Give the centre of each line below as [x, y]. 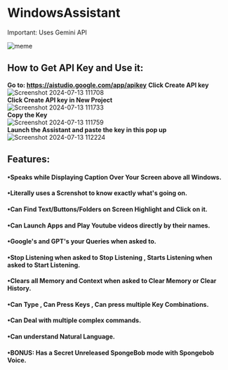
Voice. [17, 360]
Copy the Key [27, 114]
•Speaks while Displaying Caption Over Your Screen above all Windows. [115, 177]
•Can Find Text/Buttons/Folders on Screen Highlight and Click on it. [108, 209]
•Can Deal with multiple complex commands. [74, 320]
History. [19, 289]
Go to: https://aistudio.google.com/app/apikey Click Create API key [108, 85]
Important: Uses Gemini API [47, 32]
